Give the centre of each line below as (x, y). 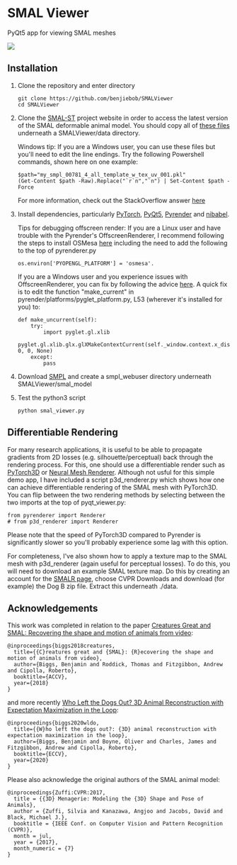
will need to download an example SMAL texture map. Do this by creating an (118, 571)
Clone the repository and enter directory (76, 85)
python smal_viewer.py (51, 411)
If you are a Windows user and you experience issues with (103, 276)
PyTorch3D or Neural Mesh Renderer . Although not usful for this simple (111, 472)
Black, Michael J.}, (38, 817)
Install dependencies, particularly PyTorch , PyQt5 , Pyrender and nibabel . (123, 214)
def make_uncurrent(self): (57, 320)
